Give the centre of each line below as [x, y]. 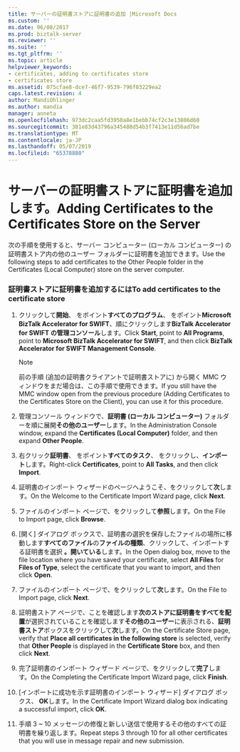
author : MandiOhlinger [42, 101]
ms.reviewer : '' [32, 41]
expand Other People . [51, 441]
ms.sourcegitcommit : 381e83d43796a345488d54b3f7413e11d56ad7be [104, 127]
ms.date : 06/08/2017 [39, 27]
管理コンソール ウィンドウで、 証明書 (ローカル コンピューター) [110, 416]
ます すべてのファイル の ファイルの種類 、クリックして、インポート [127, 543]
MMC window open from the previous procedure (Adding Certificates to [124, 394]
